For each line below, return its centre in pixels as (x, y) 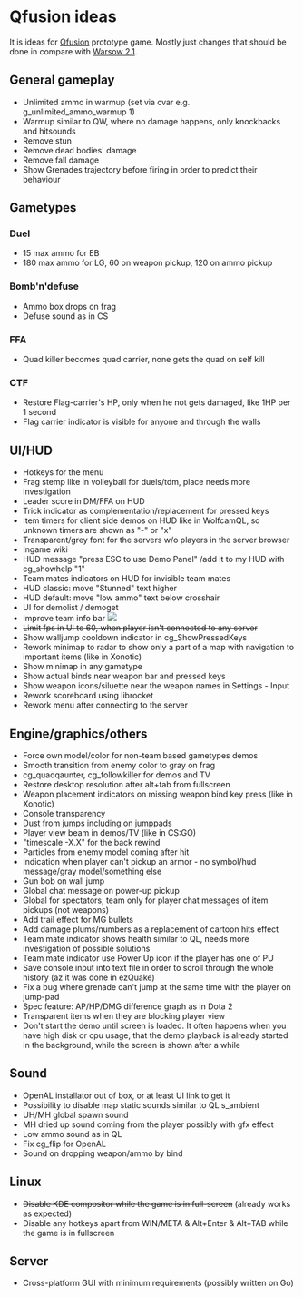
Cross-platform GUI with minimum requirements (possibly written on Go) (158, 1283)
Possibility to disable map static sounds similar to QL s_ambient (141, 1104)
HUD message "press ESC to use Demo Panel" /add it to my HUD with (153, 559)
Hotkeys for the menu (63, 472)
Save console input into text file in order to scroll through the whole (148, 967)
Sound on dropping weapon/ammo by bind (103, 1153)
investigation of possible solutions (86, 948)
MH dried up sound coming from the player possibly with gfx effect (148, 1124)
